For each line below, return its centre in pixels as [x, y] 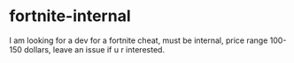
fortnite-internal [70, 16]
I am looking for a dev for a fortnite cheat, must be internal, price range [139, 40]
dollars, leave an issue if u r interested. [94, 49]
